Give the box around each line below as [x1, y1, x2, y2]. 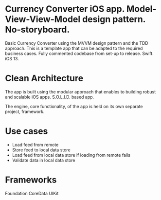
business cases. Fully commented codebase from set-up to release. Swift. [5, 50, 154, 56]
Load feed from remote [12, 142, 59, 147]
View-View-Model [5, 14, 81, 25]
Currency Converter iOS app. [5, 3, 125, 15]
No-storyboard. [5, 24, 70, 35]
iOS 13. [5, 55, 19, 61]
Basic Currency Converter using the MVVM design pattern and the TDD [5, 40, 148, 46]
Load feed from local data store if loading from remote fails [12, 152, 130, 158]
